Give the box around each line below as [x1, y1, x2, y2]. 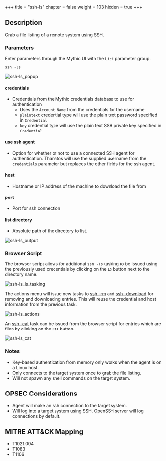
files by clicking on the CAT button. [5, 326, 75, 332]
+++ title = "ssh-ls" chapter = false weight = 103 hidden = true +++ [5, 4, 143, 10]
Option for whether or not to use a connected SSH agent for [12, 150, 135, 156]
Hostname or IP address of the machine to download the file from [12, 183, 146, 189]
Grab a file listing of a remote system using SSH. [5, 32, 104, 38]
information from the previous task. [5, 301, 77, 307]
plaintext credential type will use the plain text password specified [19, 112, 158, 118]
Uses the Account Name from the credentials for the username [19, 107, 145, 113]
